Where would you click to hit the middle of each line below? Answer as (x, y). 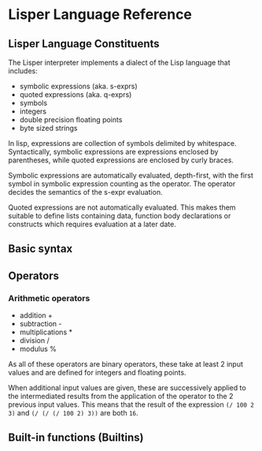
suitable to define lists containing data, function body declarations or (120, 216)
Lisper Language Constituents (84, 44)
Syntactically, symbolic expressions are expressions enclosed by (113, 152)
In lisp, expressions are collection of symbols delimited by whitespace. (123, 143)
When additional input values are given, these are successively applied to (127, 388)
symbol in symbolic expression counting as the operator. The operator (122, 184)
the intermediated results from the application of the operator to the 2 (121, 397)
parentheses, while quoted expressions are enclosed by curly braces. (121, 160)
